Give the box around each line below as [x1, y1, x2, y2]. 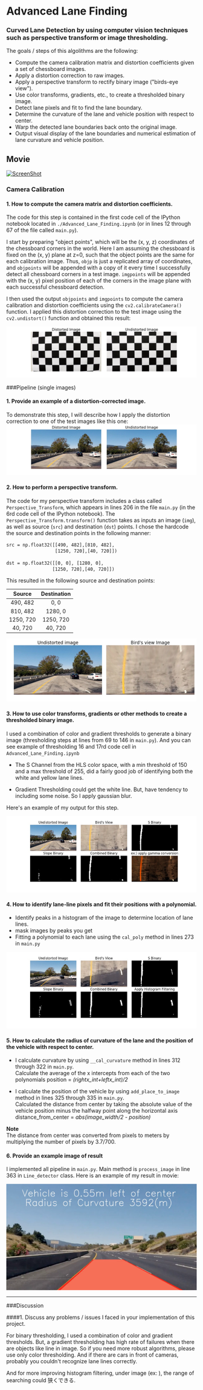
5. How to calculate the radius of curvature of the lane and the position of [6, 1036, 193, 1044]
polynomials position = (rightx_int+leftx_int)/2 [14, 1076, 128, 1084]
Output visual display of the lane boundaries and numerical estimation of [14, 130, 196, 137]
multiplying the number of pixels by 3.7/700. [6, 1138, 116, 1145]
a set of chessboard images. [14, 66, 86, 73]
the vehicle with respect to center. [6, 1043, 94, 1050]
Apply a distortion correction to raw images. [14, 72, 125, 79]
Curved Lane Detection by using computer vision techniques [6, 26, 188, 35]
